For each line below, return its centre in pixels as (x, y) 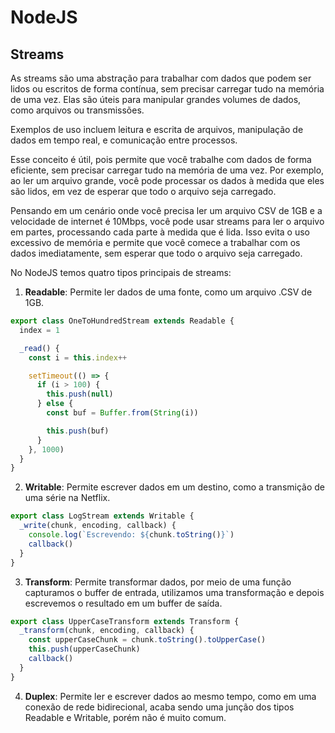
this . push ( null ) (80, 394)
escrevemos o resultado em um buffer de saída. (123, 603)
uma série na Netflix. (67, 498)
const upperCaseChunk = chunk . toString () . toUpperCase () (147, 640)
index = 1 (39, 330)
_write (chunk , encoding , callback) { (98, 526)
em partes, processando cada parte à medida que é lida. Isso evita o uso (160, 232)
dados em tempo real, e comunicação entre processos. (124, 140)
